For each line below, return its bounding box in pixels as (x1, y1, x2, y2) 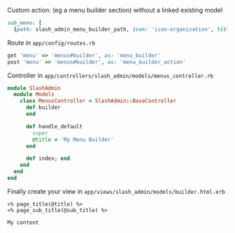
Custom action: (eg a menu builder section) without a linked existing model (7, 6, 223, 14)
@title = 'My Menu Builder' (32, 136, 114, 143)
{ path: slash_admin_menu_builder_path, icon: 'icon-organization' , (13, 26, 215, 33)
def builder (25, 104, 61, 111)
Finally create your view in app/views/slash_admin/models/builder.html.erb (7, 187, 225, 195)
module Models (13, 91, 55, 98)
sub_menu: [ (7, 20, 42, 27)
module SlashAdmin (7, 84, 61, 91)
